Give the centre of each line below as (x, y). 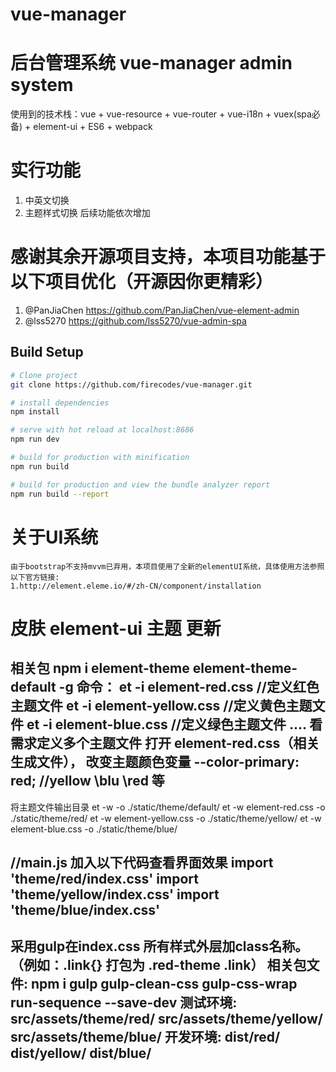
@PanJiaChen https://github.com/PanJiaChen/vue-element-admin (162, 310)
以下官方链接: (35, 577)
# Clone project (44, 375)
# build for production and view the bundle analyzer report (140, 484)
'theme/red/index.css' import (104, 878)
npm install (35, 412)
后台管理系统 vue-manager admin (151, 63)
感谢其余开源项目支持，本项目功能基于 (168, 257)
